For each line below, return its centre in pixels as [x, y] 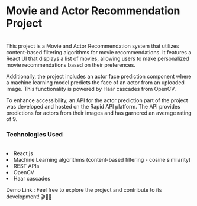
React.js [24, 153]
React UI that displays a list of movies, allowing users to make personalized [98, 58]
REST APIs [27, 166]
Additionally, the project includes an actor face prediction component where [99, 76]
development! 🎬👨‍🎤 [29, 197]
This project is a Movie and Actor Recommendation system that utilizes [93, 46]
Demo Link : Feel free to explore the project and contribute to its [84, 190]
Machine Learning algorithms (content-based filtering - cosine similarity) [102, 160]
